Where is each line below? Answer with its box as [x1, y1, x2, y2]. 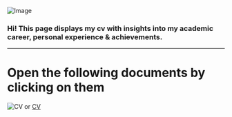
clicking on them [7, 80, 105, 96]
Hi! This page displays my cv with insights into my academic [7, 23, 214, 33]
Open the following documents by [7, 65, 206, 81]
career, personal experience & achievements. [7, 32, 163, 41]
